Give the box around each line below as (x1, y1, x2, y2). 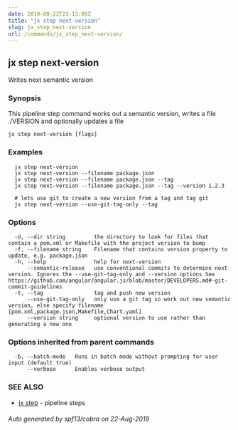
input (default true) (8, 360, 72, 367)
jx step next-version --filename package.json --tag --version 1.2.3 (14, 182, 225, 189)
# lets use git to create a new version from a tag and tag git (14, 194, 209, 201)
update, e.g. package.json (8, 252, 88, 259)
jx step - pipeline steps (18, 398, 86, 407)
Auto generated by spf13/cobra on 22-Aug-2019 (8, 414, 150, 424)
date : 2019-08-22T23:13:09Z (8, 10, 92, 18)
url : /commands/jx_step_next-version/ (8, 30, 123, 38)
